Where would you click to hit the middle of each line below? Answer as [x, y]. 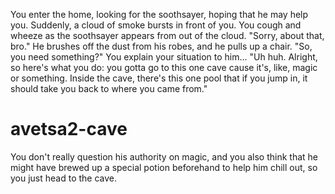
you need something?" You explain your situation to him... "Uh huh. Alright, [164, 57]
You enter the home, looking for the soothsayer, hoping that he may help [159, 14]
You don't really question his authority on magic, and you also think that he [164, 156]
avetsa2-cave [69, 129]
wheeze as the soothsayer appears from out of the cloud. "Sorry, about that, [167, 35]
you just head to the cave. [64, 178]
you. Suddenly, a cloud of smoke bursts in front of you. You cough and [156, 25]
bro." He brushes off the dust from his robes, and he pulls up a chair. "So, [161, 46]
